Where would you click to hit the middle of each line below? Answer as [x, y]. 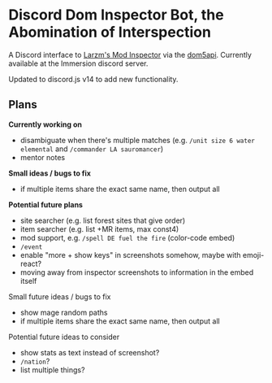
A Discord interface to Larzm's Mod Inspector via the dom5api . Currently [130, 54]
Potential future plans [46, 204]
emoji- [253, 255]
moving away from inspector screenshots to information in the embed [137, 272]
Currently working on [45, 124]
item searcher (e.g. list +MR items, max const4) [99, 228]
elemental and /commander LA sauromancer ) [92, 149]
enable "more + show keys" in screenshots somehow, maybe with [130, 255]
